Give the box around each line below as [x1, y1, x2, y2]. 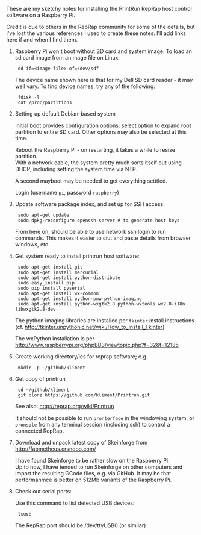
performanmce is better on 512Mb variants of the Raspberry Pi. [14, 476, 172, 483]
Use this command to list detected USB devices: [14, 499, 135, 507]
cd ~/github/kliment [17, 387, 69, 393]
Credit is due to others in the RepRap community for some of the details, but [6, 23, 196, 30]
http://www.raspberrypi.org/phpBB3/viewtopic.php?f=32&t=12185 [14, 342, 179, 348]
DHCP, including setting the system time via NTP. [14, 166, 137, 172]
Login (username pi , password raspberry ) [14, 189, 119, 196]
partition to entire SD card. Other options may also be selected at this [14, 128, 187, 135]
